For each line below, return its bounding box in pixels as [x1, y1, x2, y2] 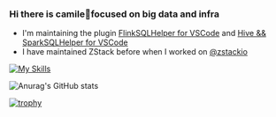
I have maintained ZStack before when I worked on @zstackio [21, 47, 248, 57]
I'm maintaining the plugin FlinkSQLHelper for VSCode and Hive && [21, 28, 267, 39]
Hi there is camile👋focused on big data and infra [9, 8, 219, 20]
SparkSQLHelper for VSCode [21, 37, 128, 48]
